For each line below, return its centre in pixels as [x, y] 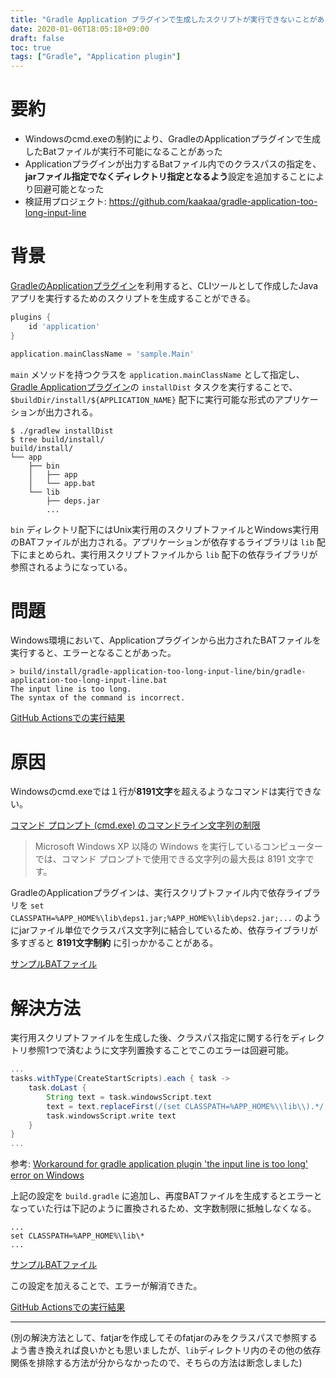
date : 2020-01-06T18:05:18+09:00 [80, 29]
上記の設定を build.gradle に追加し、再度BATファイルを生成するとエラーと [166, 1196]
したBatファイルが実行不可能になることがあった [123, 152]
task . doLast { [57, 1088]
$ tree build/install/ [57, 439]
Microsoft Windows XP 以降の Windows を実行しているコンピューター [179, 847]
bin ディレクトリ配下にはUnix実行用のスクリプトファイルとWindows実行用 [165, 529]
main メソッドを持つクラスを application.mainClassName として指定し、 [157, 374]
